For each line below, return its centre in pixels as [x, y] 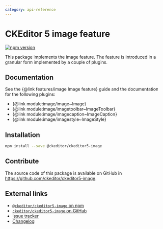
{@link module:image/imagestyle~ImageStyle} [59, 119]
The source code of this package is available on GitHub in [64, 173]
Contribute [22, 161]
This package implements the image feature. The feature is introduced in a [81, 57]
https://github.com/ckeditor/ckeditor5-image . [51, 178]
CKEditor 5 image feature [58, 34]
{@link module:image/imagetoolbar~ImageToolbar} [64, 109]
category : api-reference [30, 10]
